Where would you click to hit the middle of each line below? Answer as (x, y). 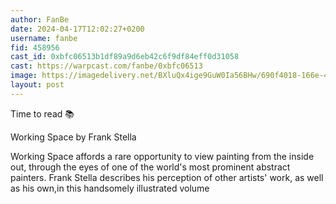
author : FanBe (40, 19)
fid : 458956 (35, 47)
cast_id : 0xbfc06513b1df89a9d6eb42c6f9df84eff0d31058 (125, 57)
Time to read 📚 (42, 113)
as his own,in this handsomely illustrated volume (110, 188)
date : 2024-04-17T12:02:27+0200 (77, 29)
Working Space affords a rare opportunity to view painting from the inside (162, 156)
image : (24, 76)
